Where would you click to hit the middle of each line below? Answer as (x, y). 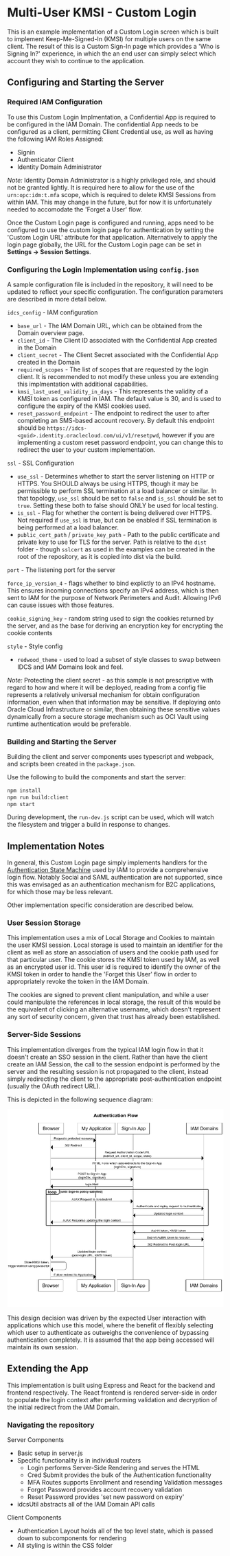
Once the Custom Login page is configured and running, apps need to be (111, 222)
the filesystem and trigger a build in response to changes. (89, 825)
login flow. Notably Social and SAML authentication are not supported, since (115, 878)
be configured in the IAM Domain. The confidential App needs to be (103, 124)
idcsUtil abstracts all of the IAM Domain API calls (86, 1504)
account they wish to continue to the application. (76, 60)
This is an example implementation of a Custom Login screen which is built (113, 32)
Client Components (34, 1518)
